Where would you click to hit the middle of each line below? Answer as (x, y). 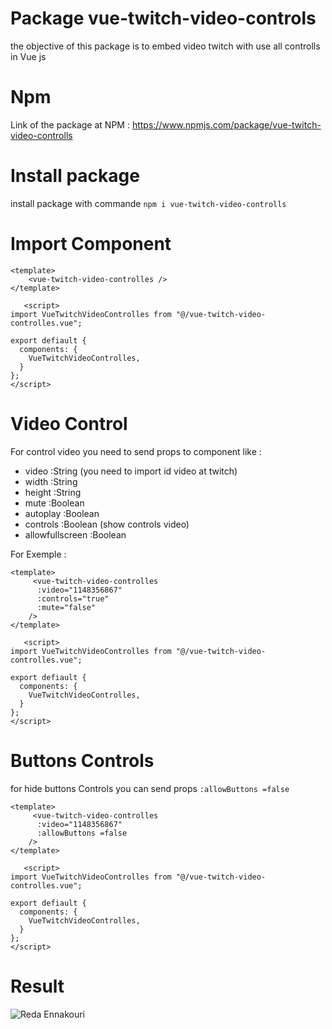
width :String (51, 481)
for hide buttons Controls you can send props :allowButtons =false (150, 788)
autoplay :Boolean (62, 513)
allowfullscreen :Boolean (75, 534)
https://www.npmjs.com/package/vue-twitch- (226, 124)
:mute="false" (66, 607)
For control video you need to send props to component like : (136, 451)
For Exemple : (38, 554)
